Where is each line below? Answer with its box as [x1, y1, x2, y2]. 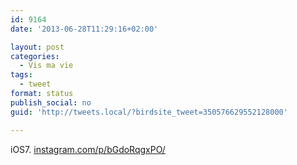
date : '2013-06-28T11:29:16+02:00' [10, 24, 159, 34]
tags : [10, 70, 33, 80]
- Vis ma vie [19, 61, 74, 71]
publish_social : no [10, 97, 92, 108]
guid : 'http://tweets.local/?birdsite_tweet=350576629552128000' [10, 107, 288, 117]
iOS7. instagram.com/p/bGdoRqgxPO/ [10, 143, 166, 155]
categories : [10, 51, 60, 61]
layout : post [10, 42, 65, 52]
